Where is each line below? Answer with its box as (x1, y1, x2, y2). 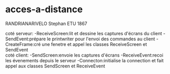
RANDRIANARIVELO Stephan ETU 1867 (5, 20, 88, 27)
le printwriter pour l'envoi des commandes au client (46, 36, 155, 42)
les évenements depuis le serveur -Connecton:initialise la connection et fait (5, 57, 164, 63)
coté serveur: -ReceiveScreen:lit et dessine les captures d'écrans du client (5, 30, 162, 36)
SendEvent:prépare (5, 36, 46, 42)
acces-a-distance (5, 4, 83, 15)
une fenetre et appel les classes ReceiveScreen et (41, 41, 147, 47)
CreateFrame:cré (5, 41, 41, 47)
